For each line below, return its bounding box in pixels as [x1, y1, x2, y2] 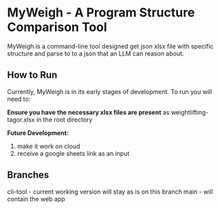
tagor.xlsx [7, 115, 35, 124]
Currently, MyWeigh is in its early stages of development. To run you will [7, 87, 212, 95]
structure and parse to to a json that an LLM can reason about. [7, 49, 184, 58]
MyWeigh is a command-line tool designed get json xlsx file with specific [7, 42, 214, 50]
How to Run [7, 69, 58, 81]
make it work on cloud [16, 142, 80, 150]
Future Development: [7, 128, 69, 137]
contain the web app [7, 194, 65, 203]
